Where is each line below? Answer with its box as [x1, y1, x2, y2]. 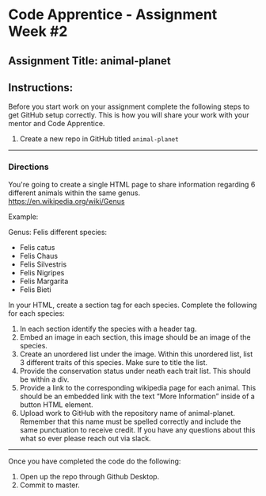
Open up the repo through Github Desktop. [19, 471, 160, 481]
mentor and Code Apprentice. [8, 119, 105, 129]
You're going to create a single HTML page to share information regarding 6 [8, 179, 256, 189]
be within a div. [19, 375, 70, 384]
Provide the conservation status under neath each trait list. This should [19, 366, 251, 375]
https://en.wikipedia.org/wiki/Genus [8, 196, 125, 206]
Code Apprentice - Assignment [8, 6, 218, 24]
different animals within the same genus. [8, 188, 141, 198]
